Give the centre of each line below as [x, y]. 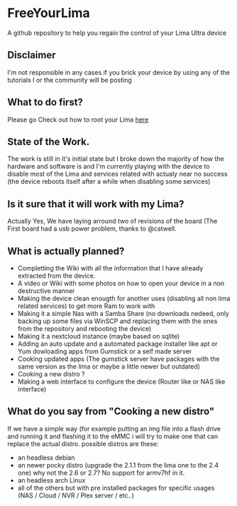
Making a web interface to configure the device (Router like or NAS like [121, 381]
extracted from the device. [56, 276]
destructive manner [46, 291]
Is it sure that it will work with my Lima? [96, 204]
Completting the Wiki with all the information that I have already [110, 268]
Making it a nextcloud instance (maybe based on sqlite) [99, 336]
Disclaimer [32, 55]
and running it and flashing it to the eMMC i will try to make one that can [113, 436]
